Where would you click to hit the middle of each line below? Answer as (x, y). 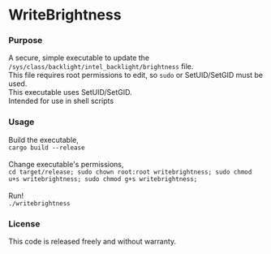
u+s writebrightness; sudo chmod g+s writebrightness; (103, 179)
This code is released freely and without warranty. (92, 242)
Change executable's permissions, (66, 164)
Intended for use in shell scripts (61, 101)
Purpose (26, 41)
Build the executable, (43, 140)
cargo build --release (47, 148)
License (24, 223)
